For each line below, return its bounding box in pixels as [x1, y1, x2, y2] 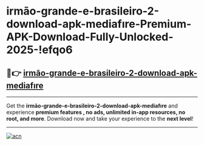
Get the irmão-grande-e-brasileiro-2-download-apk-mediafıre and [6, 102, 178, 109]
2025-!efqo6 [6, 43, 73, 57]
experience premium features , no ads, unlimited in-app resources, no [6, 109, 186, 116]
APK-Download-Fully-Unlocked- [6, 30, 174, 44]
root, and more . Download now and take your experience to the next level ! [6, 115, 194, 122]
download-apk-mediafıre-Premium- [6, 17, 192, 31]
